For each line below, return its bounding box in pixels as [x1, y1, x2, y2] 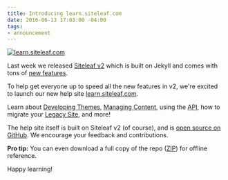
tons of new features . [7, 69, 68, 77]
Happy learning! [7, 165, 53, 173]
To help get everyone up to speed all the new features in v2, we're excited [7, 82, 218, 90]
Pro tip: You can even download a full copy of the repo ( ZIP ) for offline [7, 144, 208, 152]
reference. [7, 152, 37, 160]
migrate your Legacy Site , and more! [7, 110, 111, 119]
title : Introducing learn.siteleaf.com [7, 10, 122, 17]
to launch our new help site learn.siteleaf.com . [7, 90, 139, 98]
